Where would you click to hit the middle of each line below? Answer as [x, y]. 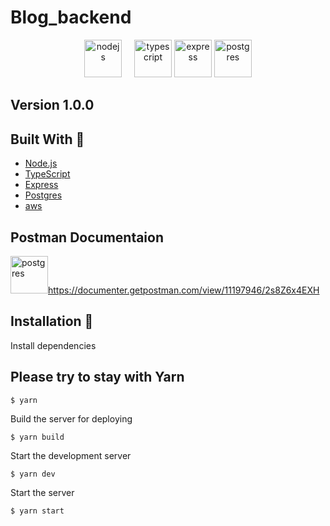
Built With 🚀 [47, 139]
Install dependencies [53, 345]
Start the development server [71, 455]
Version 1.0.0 [52, 105]
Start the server [42, 492]
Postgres [43, 195]
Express [41, 185]
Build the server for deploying [71, 418]
